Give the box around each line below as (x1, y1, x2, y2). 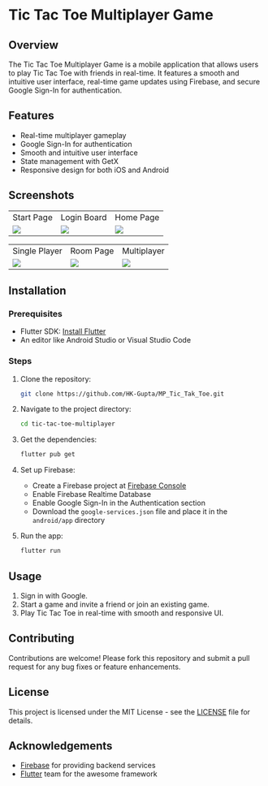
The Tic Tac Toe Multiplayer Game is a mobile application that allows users (8, 59, 259, 69)
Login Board (60, 211, 107, 222)
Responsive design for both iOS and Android (19, 165, 169, 175)
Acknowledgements (8, 739, 113, 753)
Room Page (70, 245, 115, 257)
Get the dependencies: (19, 434, 97, 444)
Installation (8, 284, 67, 298)
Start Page (12, 211, 53, 222)
